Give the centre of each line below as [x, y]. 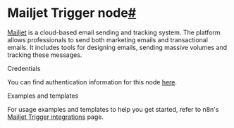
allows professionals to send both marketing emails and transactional [107, 39]
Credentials [24, 68]
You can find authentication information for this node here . [92, 82]
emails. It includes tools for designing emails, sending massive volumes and [117, 47]
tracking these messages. [45, 55]
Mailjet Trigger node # [72, 13]
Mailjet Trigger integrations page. [56, 117]
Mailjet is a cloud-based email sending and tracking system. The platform [114, 32]
